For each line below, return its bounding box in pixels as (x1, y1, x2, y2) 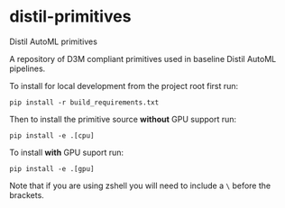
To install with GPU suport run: (9, 147, 124, 158)
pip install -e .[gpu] (9, 164, 95, 173)
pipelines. (9, 63, 46, 74)
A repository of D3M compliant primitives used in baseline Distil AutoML (9, 53, 277, 64)
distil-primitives (9, 6, 132, 27)
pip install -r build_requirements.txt (9, 97, 160, 107)
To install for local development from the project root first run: (9, 80, 239, 91)
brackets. (9, 189, 45, 200)
